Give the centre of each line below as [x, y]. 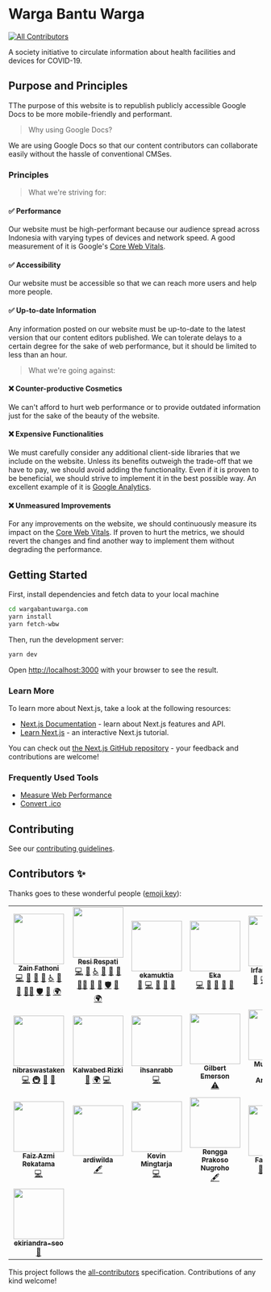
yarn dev [23, 654]
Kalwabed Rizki [98, 1070]
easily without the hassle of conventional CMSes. [90, 153]
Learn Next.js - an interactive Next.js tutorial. [94, 732]
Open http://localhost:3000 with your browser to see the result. [114, 670]
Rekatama [39, 1164]
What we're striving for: [67, 192]
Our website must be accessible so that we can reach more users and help [132, 283]
